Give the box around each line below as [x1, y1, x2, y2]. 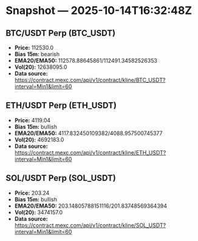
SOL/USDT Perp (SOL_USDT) [5, 173, 116, 183]
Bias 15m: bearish [14, 51, 60, 58]
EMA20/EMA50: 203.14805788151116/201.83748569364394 [14, 202, 168, 209]
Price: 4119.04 [14, 116, 51, 124]
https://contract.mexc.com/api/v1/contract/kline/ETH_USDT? [14, 148, 166, 156]
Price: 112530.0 [14, 44, 54, 51]
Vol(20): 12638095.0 [14, 63, 67, 71]
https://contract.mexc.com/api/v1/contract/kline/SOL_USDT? [14, 222, 166, 229]
